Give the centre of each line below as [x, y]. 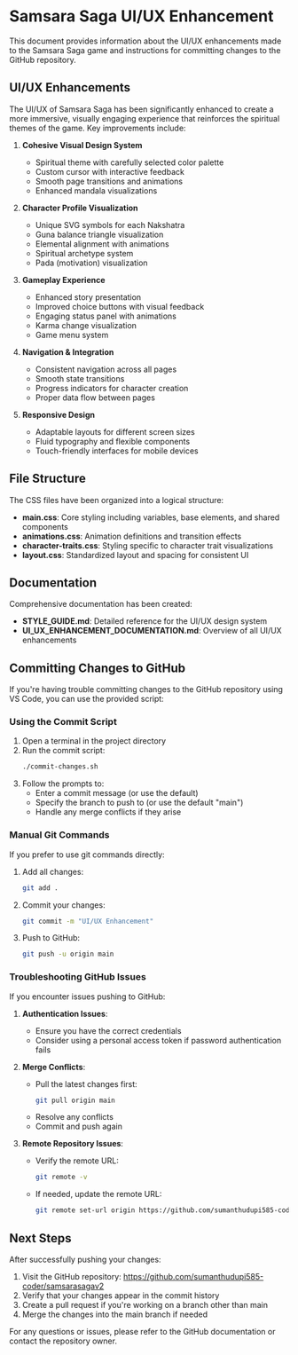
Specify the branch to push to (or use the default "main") [139, 803]
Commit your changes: [63, 905]
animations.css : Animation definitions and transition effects [132, 536]
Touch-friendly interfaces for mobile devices [117, 451]
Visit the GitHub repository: [71, 1277]
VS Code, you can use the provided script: [86, 699]
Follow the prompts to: [63, 784]
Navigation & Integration [68, 351]
